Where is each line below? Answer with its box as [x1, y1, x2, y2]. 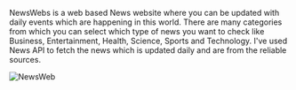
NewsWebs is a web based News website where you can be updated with [9, 8, 280, 18]
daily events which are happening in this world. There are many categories [9, 17, 283, 27]
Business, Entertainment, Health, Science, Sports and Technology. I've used [9, 35, 288, 46]
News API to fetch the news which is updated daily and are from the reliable [9, 45, 287, 56]
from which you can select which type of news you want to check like [9, 26, 265, 36]
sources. [9, 55, 42, 64]
